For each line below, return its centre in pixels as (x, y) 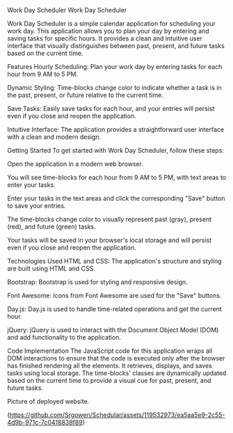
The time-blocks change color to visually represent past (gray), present (110, 219)
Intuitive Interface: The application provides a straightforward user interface (116, 129)
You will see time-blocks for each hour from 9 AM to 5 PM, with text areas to (117, 177)
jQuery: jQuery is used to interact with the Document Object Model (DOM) (113, 330)
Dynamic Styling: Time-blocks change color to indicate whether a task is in (114, 88)
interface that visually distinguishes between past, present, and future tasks (116, 46)
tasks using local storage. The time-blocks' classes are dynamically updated (117, 373)
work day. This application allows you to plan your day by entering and (109, 31)
